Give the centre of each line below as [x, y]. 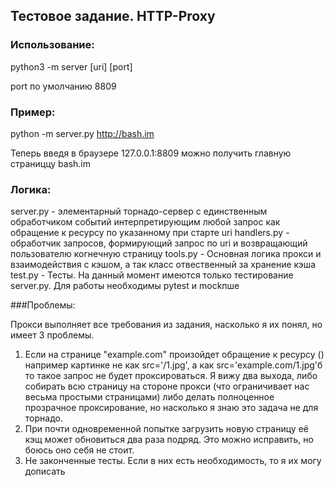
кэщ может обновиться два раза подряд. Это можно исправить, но [169, 440]
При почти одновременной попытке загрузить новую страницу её [166, 429]
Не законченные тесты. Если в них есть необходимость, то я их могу [173, 461]
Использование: [52, 45]
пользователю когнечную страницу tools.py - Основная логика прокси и [166, 254]
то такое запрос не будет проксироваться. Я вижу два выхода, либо [171, 376]
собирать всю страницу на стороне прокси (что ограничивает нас [167, 386]
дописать [45, 471]
